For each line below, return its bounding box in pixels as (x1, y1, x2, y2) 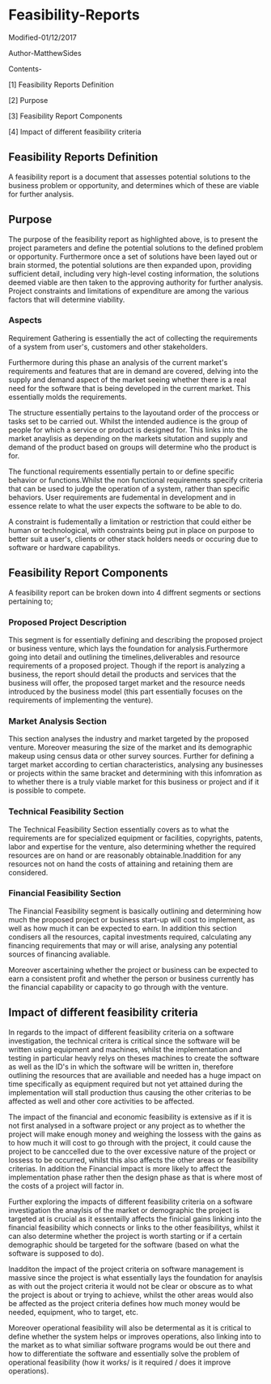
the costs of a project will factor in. (8, 1180, 125, 1190)
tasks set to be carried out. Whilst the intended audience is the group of (8, 416, 248, 426)
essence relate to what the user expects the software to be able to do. (8, 501, 243, 510)
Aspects (8, 315, 42, 326)
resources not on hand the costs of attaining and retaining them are (8, 858, 233, 869)
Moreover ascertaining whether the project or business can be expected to (8, 965, 259, 974)
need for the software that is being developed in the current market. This (8, 383, 251, 393)
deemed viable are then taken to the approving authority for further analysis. (8, 277, 264, 287)
